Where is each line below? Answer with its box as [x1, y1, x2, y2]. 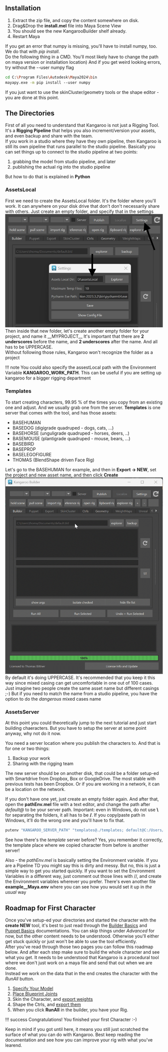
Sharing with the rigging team [12, 760, 74, 767]
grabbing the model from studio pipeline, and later [12, 159, 116, 165]
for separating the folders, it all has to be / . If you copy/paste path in [5, 812, 145, 818]
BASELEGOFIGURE [12, 451, 51, 457]
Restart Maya [12, 33, 40, 39]
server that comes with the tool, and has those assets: [5, 410, 117, 416]
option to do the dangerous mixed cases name [5, 696, 101, 702]
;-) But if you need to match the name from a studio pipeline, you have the [5, 690, 157, 697]
